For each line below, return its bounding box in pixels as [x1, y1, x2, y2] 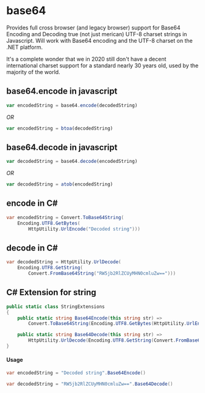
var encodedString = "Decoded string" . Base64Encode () [6, 370, 146, 376]
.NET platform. [6, 43, 43, 51]
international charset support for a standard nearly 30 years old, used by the [6, 62, 199, 69]
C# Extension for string [6, 287, 96, 298]
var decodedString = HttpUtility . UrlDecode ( [6, 259, 121, 265]
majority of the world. [6, 68, 60, 75]
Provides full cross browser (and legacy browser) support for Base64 [6, 24, 181, 31]
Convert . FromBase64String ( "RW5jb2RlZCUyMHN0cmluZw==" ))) [28, 271, 176, 277]
